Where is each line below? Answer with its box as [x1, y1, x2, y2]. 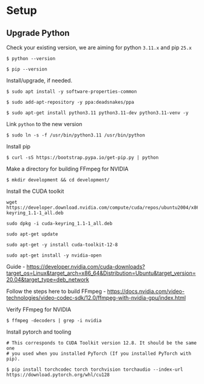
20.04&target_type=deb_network [6, 276, 89, 283]
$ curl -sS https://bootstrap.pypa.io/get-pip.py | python [6, 155, 159, 161]
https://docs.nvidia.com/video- [107, 288, 185, 295]
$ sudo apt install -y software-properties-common [6, 89, 137, 95]
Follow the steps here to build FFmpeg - [6, 288, 106, 295]
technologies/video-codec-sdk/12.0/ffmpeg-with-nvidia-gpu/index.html [6, 294, 186, 301]
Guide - [6, 263, 25, 270]
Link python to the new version [6, 121, 83, 127]
